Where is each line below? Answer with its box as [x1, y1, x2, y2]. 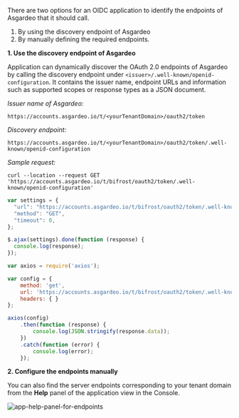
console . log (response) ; [14, 243, 84, 250]
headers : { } [20, 295, 59, 302]
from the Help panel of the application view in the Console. [7, 389, 180, 397]
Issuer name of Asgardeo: [7, 99, 84, 108]
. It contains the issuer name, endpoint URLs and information [48, 78, 226, 86]
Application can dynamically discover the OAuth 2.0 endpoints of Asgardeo [7, 63, 228, 71]
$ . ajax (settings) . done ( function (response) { [7, 236, 144, 243]
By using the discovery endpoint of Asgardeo [17, 28, 151, 36]
